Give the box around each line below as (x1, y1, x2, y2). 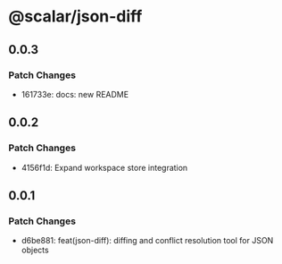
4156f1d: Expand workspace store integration (21, 162, 188, 173)
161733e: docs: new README (21, 89, 129, 99)
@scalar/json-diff (8, 6, 143, 27)
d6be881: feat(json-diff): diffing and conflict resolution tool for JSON (21, 235, 274, 246)
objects (21, 244, 50, 256)
